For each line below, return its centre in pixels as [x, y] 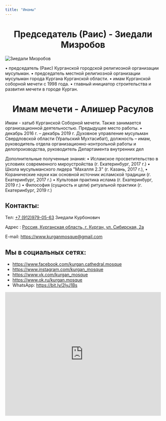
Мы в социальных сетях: [46, 252]
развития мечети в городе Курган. [41, 89]
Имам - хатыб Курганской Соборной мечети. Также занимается [73, 123]
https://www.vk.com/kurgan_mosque [50, 275]
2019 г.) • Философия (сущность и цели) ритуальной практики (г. [74, 185]
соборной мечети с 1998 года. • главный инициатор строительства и [78, 84]
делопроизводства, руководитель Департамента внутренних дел [75, 149]
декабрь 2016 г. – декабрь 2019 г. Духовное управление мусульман [77, 133]
